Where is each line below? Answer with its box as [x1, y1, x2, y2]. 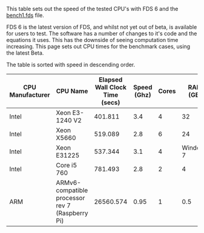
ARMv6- [55, 179, 81, 187]
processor [55, 194, 85, 202]
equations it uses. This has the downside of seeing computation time [6, 37, 178, 43]
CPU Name [56, 87, 88, 95]
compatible [55, 186, 88, 194]
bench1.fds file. [6, 12, 44, 19]
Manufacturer [9, 91, 50, 99]
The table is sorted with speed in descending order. [6, 61, 135, 68]
